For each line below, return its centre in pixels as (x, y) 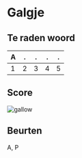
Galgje (26, 13)
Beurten (25, 131)
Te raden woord (41, 38)
